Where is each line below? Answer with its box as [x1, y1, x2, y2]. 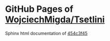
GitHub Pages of [5, 3, 73, 15]
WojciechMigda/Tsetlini [5, 14, 105, 25]
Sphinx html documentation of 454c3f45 [5, 30, 88, 36]
